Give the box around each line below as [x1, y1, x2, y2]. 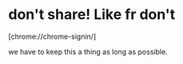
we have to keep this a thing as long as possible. [8, 47, 168, 56]
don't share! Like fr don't [8, 6, 176, 24]
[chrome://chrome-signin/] [8, 32, 97, 41]
